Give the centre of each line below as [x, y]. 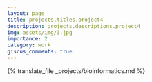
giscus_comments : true [40, 52]
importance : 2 [28, 39]
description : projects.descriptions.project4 [74, 26]
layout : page [26, 13]
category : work [29, 45]
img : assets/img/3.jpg [40, 32]
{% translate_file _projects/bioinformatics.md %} [76, 71]
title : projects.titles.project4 [55, 20]
